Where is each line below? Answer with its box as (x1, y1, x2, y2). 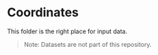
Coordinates (7, 5, 79, 20)
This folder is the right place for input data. (7, 27, 128, 35)
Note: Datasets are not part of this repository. (23, 40, 152, 48)
